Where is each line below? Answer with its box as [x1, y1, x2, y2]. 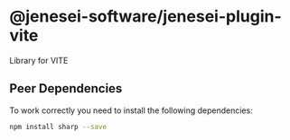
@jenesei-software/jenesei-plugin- [9, 6, 282, 27]
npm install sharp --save [9, 122, 107, 131]
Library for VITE [9, 55, 69, 66]
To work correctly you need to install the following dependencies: [9, 105, 253, 116]
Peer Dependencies [9, 81, 123, 96]
